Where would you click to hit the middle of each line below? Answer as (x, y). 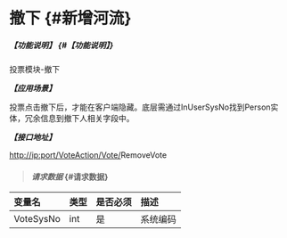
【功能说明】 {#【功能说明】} (61, 45)
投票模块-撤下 (35, 70)
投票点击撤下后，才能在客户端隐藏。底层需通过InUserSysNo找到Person (140, 107)
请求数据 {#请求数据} (70, 176)
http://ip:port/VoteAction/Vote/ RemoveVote (88, 155)
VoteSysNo (37, 219)
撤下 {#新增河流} (70, 18)
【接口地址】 (33, 137)
